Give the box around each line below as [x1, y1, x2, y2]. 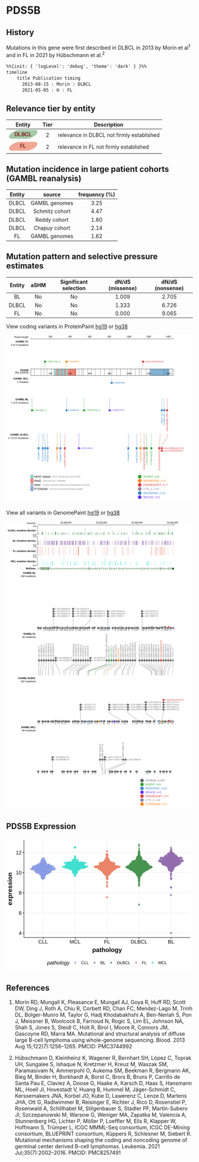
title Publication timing [17, 76, 81, 81]
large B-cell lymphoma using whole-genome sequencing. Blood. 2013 [14, 1037, 185, 1044]
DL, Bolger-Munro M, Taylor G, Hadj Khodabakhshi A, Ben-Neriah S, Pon [14, 1012, 192, 1019]
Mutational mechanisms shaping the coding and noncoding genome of [14, 1136, 188, 1144]
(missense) [108, 285, 137, 291]
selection [62, 285, 86, 291]
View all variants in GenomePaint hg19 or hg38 [6, 509, 120, 516]
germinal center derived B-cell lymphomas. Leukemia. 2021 [14, 1143, 160, 1150]
